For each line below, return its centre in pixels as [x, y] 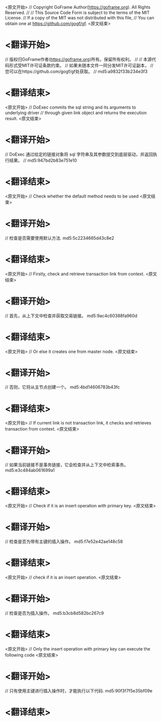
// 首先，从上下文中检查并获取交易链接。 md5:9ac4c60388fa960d [71, 316]
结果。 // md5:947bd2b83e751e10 [43, 160]
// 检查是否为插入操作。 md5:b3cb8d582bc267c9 [55, 613]
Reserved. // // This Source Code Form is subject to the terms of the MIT [77, 13]
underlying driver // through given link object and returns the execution [76, 113]
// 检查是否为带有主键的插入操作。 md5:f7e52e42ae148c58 [64, 542]
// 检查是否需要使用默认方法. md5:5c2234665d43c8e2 [60, 238]
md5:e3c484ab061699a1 [30, 470]
